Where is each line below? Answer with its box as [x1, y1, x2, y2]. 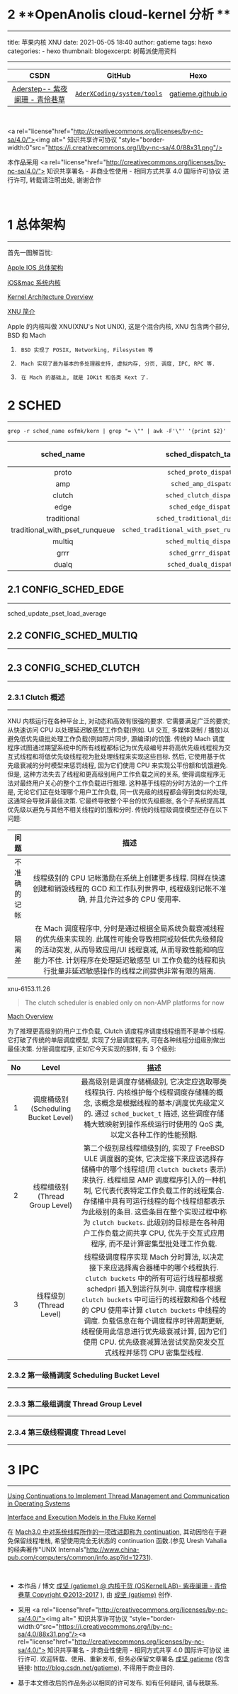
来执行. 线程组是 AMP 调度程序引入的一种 [81, 1175, 220, 1185]
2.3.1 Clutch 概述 [7, 692, 65, 702]
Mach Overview [7, 1012, 54, 1020]
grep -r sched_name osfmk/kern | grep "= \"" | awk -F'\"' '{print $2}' [7, 427, 227, 434]
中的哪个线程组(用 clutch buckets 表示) [95, 1164, 227, 1174]
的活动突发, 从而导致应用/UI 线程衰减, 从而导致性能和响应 [35, 944, 225, 954]
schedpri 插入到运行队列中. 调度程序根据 [86, 1284, 222, 1294]
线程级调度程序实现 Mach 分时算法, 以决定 [84, 1252, 225, 1262]
